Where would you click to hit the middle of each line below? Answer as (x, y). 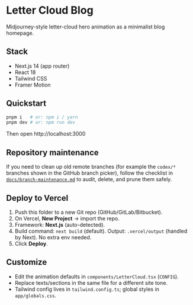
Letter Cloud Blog (50, 10)
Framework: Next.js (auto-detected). (60, 224)
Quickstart (26, 103)
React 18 (25, 72)
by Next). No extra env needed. (53, 237)
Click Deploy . (31, 243)
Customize (27, 262)
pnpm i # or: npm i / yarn (42, 117)
